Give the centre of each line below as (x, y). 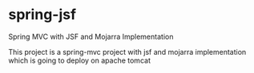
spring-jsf (42, 15)
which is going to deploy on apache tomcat (79, 60)
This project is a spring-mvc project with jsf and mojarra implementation (127, 52)
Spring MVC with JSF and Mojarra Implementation (91, 36)
